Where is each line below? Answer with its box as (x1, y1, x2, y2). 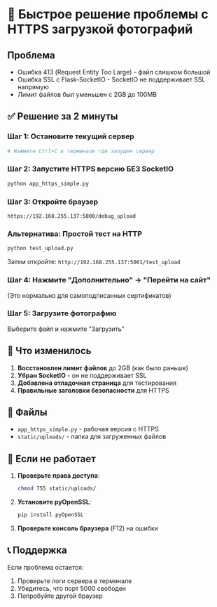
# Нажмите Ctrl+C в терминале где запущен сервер (7, 148, 155, 155)
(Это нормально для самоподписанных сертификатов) (7, 291, 171, 299)
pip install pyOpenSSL (17, 511, 84, 518)
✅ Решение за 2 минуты (7, 110, 118, 122)
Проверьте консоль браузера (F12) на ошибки (17, 523, 159, 533)
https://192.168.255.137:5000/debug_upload (7, 213, 136, 220)
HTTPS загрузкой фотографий (7, 21, 193, 37)
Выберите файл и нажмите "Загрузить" (7, 325, 125, 333)
